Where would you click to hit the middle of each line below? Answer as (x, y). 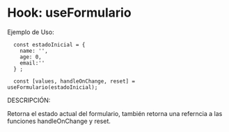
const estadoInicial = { (49, 44)
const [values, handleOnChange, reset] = (74, 81)
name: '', (34, 51)
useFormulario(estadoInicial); (53, 87)
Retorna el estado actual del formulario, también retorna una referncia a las (115, 113)
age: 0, (31, 57)
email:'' (32, 63)
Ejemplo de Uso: (31, 32)
